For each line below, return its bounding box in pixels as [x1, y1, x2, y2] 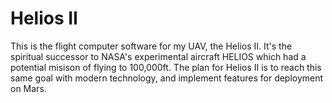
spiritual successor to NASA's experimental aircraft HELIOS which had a [10, 50, 307, 62]
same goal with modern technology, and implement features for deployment [10, 72, 324, 84]
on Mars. [10, 82, 47, 94]
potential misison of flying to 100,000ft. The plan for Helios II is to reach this [10, 61, 322, 73]
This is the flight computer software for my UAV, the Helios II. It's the [10, 40, 293, 52]
